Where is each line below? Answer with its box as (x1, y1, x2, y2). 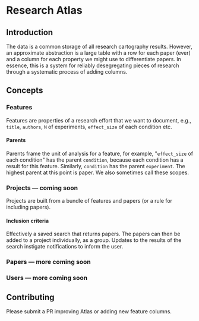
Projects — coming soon (6, 184, 78, 192)
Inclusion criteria (6, 217, 49, 224)
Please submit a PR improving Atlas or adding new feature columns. (6, 308, 172, 315)
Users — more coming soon (6, 274, 88, 282)
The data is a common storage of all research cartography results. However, (6, 43, 193, 50)
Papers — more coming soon (6, 258, 91, 266)
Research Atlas (6, 4, 83, 17)
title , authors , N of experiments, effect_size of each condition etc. (6, 123, 172, 130)
